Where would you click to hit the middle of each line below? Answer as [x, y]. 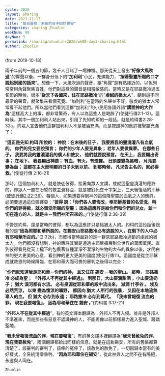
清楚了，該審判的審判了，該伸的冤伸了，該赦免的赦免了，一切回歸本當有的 [80, 348]
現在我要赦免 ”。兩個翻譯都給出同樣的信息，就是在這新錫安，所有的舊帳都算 [82, 342]
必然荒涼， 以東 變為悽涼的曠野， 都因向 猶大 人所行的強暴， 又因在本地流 [79, 290]
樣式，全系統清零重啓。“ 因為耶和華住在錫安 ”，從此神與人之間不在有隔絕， [84, 354]
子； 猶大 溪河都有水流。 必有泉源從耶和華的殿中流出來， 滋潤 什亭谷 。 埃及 [82, 284]
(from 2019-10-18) [23, 60]
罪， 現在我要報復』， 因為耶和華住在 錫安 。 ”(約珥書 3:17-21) [65, 302]
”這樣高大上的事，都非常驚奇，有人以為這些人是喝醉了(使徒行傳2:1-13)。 [82, 113]
